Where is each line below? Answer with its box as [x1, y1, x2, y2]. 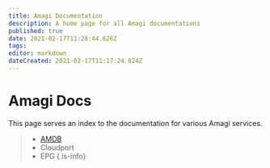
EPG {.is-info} [40, 151, 86, 161]
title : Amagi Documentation [8, 11, 103, 20]
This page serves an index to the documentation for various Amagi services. [8, 118, 263, 128]
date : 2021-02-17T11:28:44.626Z [8, 34, 117, 43]
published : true [8, 27, 63, 35]
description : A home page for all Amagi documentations [8, 19, 200, 27]
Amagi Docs [8, 92, 92, 110]
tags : [8, 42, 27, 50]
